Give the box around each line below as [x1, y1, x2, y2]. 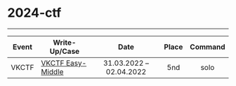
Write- [53, 37, 77, 47]
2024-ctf [7, 5, 62, 21]
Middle [41, 66, 64, 76]
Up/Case [49, 46, 80, 56]
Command [189, 42, 225, 52]
